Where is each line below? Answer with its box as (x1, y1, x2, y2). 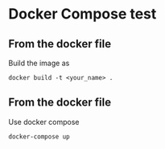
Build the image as (8, 58, 70, 68)
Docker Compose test (8, 5, 157, 23)
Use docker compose (8, 117, 80, 126)
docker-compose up (8, 132, 70, 141)
